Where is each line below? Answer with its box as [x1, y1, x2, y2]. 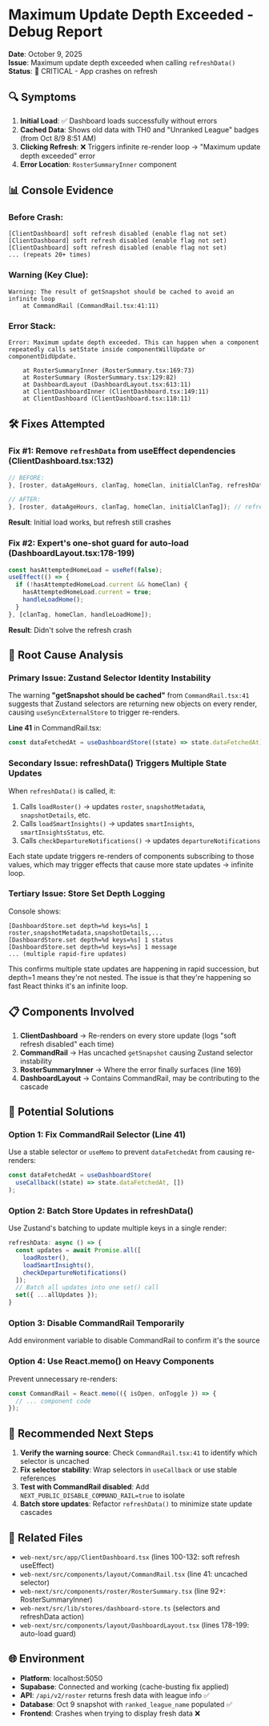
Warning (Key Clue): [8, 269, 89, 281]
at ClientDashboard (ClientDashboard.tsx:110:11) [22, 395, 192, 403]
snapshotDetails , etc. [19, 810, 90, 820]
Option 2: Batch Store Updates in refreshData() [8, 1205, 194, 1216]
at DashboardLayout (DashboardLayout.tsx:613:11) [22, 381, 192, 389]
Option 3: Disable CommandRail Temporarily [8, 1318, 185, 1329]
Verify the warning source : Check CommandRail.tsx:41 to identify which [19, 1448, 258, 1457]
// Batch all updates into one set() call [15, 1283, 159, 1292]
